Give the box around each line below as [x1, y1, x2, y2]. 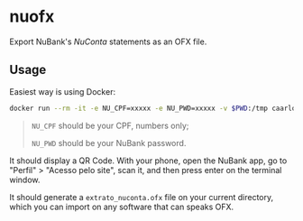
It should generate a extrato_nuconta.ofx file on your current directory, [9, 191, 274, 202]
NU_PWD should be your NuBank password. [31, 137, 187, 148]
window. [9, 174, 41, 185]
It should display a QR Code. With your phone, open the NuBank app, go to [9, 155, 288, 166]
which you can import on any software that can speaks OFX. [9, 201, 234, 212]
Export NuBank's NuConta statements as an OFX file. [9, 36, 207, 47]
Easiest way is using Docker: [9, 86, 115, 97]
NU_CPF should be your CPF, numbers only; [31, 120, 189, 131]
